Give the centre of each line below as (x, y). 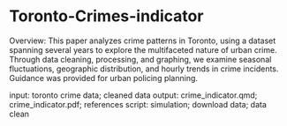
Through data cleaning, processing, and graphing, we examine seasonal (140, 59)
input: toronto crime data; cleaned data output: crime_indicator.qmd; (133, 95)
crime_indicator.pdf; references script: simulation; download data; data (138, 104)
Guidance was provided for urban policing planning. (104, 78)
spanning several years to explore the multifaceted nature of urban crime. (143, 49)
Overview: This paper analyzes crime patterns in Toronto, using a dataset (143, 41)
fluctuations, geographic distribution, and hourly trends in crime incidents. (144, 69)
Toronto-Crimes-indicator (106, 16)
